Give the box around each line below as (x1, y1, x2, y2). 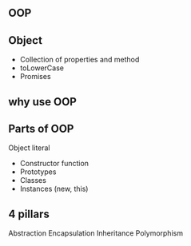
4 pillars (8, 207, 50, 220)
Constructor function (19, 159, 90, 169)
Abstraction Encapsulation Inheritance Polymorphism (8, 228, 184, 238)
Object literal (8, 143, 50, 153)
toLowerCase (19, 63, 64, 73)
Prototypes (19, 167, 57, 177)
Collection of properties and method (19, 55, 140, 65)
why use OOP (8, 95, 78, 109)
